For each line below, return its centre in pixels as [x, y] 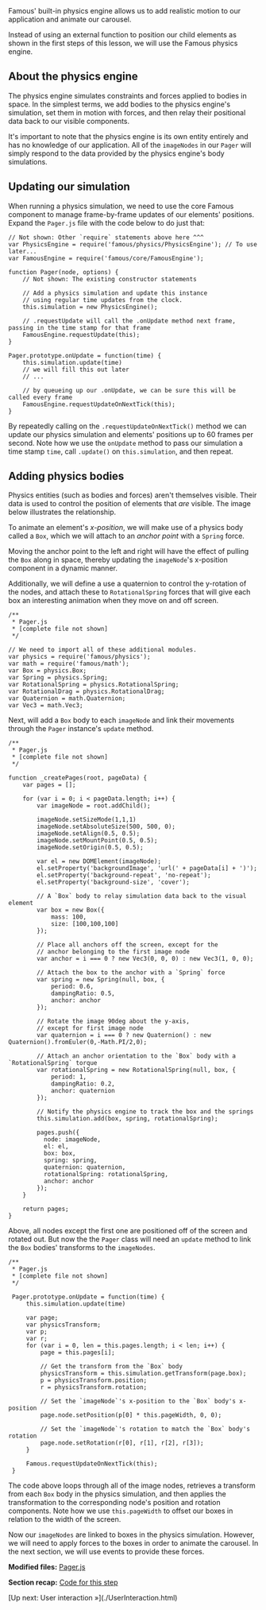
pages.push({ [58, 1133]
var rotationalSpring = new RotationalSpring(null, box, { [137, 1070]
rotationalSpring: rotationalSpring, [106, 1175]
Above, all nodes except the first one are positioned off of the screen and [128, 1231]
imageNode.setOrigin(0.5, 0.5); [91, 848]
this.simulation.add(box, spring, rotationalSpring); [127, 1119]
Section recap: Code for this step [63, 1582]
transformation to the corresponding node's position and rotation [114, 1503]
